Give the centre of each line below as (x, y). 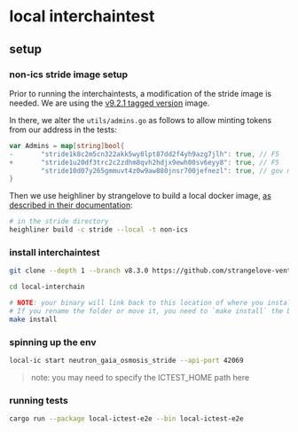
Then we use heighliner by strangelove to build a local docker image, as (141, 196)
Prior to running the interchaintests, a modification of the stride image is (141, 93)
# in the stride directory (59, 222)
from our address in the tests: (63, 130)
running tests (39, 400)
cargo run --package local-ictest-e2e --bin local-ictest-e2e (126, 419)
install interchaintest (55, 252)
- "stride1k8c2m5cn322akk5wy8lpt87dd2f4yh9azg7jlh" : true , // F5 (144, 154)
